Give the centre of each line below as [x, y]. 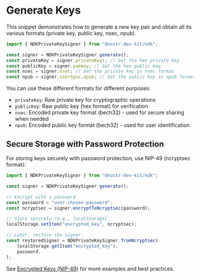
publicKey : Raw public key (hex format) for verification [81, 106]
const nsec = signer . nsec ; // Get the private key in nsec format [90, 71]
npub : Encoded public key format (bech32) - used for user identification [102, 125]
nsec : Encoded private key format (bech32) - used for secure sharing [99, 113]
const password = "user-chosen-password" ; [60, 202]
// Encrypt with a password [41, 197]
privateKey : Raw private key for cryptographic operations [85, 100]
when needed [32, 119]
